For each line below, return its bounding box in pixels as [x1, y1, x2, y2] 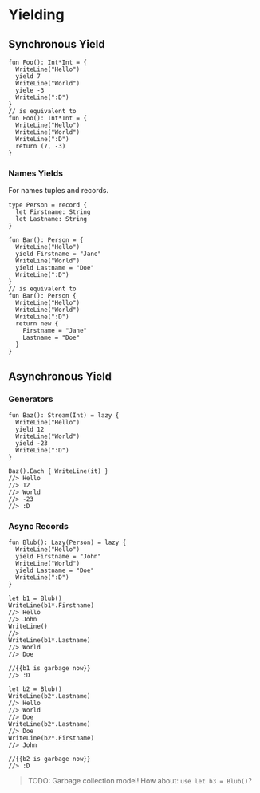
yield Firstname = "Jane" [15, 250, 102, 258]
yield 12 [15, 425, 45, 433]
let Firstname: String [15, 208, 91, 216]
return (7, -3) [15, 142, 66, 150]
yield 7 [15, 73, 41, 81]
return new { [15, 320, 59, 328]
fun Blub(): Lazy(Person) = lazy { [8, 539, 127, 547]
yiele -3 [15, 86, 45, 94]
